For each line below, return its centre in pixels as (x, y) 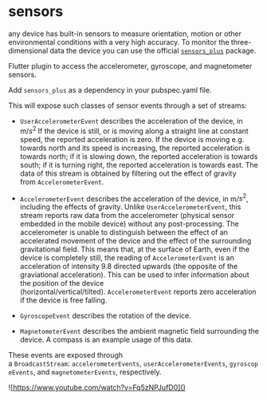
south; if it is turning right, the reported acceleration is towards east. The (139, 164)
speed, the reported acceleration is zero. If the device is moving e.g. (132, 139)
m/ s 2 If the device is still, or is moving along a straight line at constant (134, 130)
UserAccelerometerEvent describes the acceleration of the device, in (131, 121)
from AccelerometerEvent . (62, 181)
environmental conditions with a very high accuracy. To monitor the (119, 42)
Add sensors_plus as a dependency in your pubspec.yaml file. (110, 89)
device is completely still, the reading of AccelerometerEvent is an (127, 258)
